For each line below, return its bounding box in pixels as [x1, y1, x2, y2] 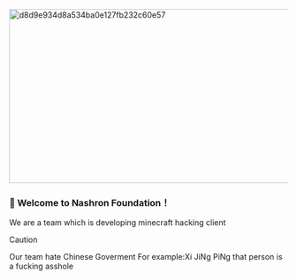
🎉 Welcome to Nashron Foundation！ [9, 196, 171, 208]
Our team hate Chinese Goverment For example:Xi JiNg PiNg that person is [9, 252, 283, 262]
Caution [9, 234, 38, 246]
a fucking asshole [9, 261, 73, 272]
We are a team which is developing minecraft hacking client [9, 217, 226, 228]
